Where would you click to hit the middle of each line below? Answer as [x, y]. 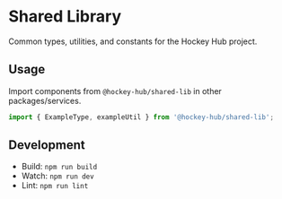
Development [47, 145]
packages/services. [45, 100]
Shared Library [65, 17]
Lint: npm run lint [55, 186]
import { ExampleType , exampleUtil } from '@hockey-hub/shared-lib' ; [141, 117]
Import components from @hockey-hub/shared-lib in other [115, 91]
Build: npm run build [59, 167]
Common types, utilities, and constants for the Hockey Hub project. [133, 41]
